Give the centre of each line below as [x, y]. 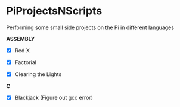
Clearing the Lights [38, 74]
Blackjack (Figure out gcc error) [54, 98]
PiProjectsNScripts [54, 11]
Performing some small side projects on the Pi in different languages [90, 27]
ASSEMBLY [21, 39]
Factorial [26, 62]
